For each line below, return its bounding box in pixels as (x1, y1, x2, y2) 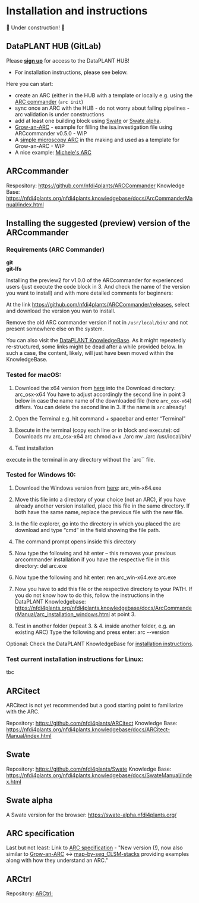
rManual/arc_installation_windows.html (14, 610, 110, 618)
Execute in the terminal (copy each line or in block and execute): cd (14, 426, 180, 434)
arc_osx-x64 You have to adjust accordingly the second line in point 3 (14, 391, 186, 398)
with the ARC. (6, 708, 40, 715)
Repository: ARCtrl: (6, 890, 53, 897)
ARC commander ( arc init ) (14, 98, 84, 105)
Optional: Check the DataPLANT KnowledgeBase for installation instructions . (6, 640, 194, 647)
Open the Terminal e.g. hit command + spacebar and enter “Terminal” (14, 415, 186, 422)
